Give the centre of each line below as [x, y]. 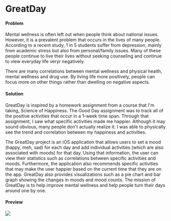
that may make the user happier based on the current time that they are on [83, 169]
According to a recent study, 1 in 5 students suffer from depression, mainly [83, 45]
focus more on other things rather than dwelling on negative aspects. [78, 82]
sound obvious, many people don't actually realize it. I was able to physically [85, 127]
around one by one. [26, 191]
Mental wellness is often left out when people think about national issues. [82, 35]
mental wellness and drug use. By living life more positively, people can [80, 77]
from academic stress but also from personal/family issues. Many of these [83, 51]
